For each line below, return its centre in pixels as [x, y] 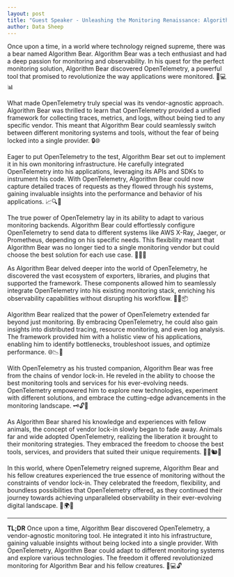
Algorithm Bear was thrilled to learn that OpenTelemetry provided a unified [114, 111]
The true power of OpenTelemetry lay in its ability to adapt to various [106, 218]
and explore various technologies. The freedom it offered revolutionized [110, 558]
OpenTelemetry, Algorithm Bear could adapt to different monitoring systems [116, 550]
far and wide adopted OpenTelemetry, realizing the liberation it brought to [112, 437]
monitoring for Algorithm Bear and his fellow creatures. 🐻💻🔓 [95, 566]
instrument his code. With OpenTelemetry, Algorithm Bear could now [106, 179]
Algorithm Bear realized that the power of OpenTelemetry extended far [109, 315]
